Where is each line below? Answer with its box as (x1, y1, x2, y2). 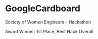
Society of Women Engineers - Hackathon (5, 19, 91, 25)
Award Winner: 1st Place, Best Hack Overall (5, 28, 94, 34)
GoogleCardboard (5, 3, 81, 14)
